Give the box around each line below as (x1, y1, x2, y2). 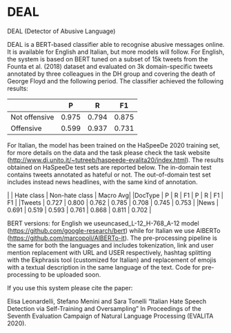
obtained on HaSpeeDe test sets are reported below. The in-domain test (7, 163, 212, 171)
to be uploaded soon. (40, 270, 101, 279)
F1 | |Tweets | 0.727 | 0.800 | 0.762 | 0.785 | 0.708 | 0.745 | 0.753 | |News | (7, 198, 219, 207)
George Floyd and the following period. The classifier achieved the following (7, 77, 224, 85)
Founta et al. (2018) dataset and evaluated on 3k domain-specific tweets (7, 62, 213, 70)
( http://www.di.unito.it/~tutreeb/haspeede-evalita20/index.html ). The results (7, 156, 224, 164)
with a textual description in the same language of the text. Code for (7, 263, 201, 271)
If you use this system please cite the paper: (7, 283, 133, 292)
